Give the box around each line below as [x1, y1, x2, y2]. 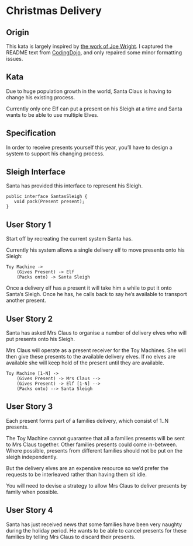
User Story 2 [6, 314, 53, 324]
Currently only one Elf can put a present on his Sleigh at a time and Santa [6, 105, 182, 112]
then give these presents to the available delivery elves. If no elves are [6, 353, 176, 360]
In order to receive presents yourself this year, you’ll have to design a [6, 144, 173, 151]
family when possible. [6, 488, 59, 495]
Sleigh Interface [6, 167, 66, 177]
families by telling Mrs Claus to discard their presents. [6, 533, 136, 540]
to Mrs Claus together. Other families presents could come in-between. [6, 441, 177, 448]
